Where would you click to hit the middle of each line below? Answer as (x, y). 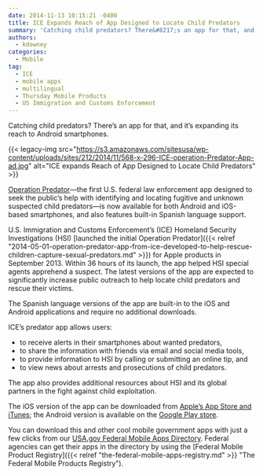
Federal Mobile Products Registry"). (66, 463)
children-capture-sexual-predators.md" (72, 255)
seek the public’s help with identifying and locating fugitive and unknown (126, 198)
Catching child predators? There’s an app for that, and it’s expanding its (124, 126)
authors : (22, 37)
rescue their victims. (41, 289)
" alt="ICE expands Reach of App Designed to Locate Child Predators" (142, 166)
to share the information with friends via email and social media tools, (132, 351)
